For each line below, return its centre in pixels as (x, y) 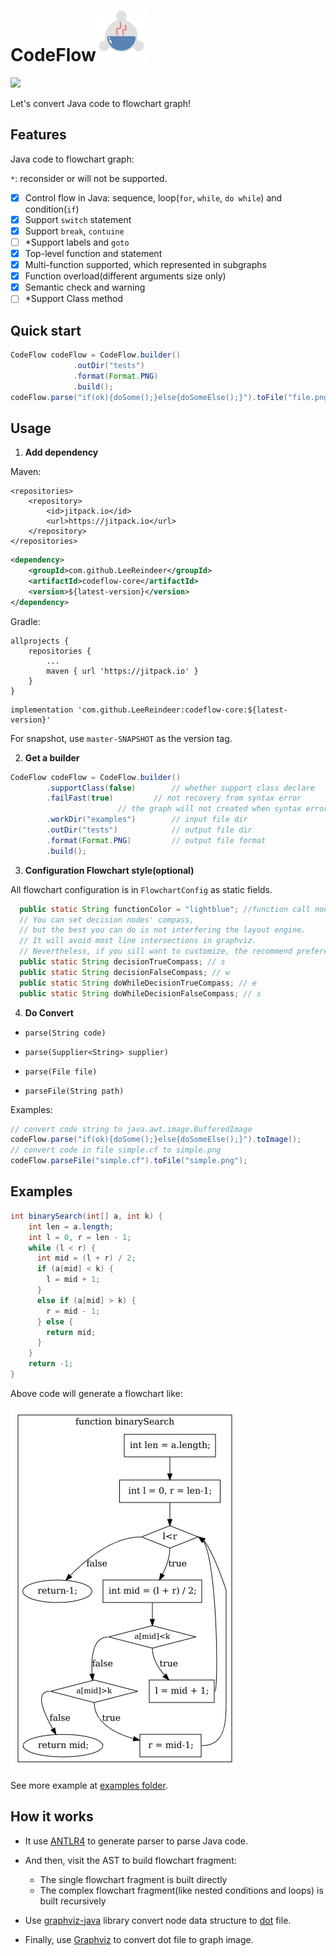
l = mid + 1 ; (73, 1280)
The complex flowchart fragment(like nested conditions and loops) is (181, 1890)
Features (38, 135)
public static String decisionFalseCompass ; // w (124, 972)
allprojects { (40, 641)
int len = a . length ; (71, 1226)
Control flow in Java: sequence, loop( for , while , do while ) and (153, 197)
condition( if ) (52, 209)
